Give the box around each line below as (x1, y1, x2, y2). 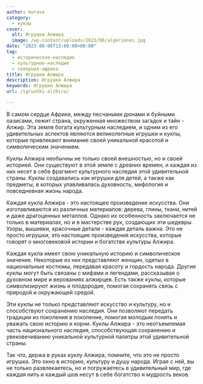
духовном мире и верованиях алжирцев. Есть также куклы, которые (6, 275, 186, 283)
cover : (6, 26, 23, 32)
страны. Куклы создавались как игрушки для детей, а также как (6, 174, 175, 181)
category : (6, 15, 32, 21)
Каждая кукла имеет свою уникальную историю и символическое (6, 250, 181, 257)
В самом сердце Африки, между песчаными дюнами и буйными (6, 110, 176, 118)
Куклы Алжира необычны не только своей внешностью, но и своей (6, 154, 183, 162)
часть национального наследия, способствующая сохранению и (6, 326, 176, 333)
